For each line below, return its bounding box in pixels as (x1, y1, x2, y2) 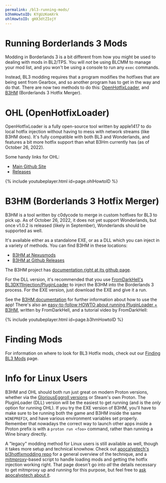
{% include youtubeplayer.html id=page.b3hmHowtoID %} (5, 317, 124, 322)
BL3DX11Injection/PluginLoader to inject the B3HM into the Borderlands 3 (5, 282, 154, 288)
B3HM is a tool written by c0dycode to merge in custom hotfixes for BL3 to (5, 212, 158, 218)
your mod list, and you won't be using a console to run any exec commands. (5, 65, 160, 71)
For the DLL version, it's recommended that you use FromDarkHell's (5, 277, 143, 282)
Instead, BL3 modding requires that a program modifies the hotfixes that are (5, 74, 160, 80)
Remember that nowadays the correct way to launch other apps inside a (5, 421, 152, 427)
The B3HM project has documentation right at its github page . (5, 267, 131, 273)
